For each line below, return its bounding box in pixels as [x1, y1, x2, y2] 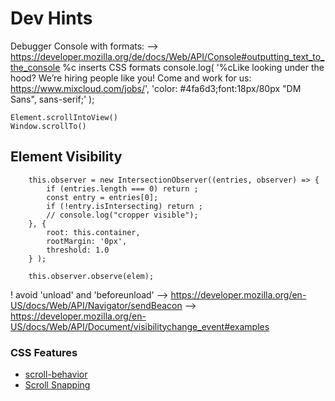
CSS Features [10, 345, 78, 359]
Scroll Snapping [24, 379, 91, 391]
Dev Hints [10, 7, 93, 30]
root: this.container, [46, 227, 141, 237]
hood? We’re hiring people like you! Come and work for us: [10, 72, 252, 84]
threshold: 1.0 [46, 245, 110, 255]
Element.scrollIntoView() [10, 112, 118, 122]
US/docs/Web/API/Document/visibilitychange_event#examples [10, 320, 270, 332]
